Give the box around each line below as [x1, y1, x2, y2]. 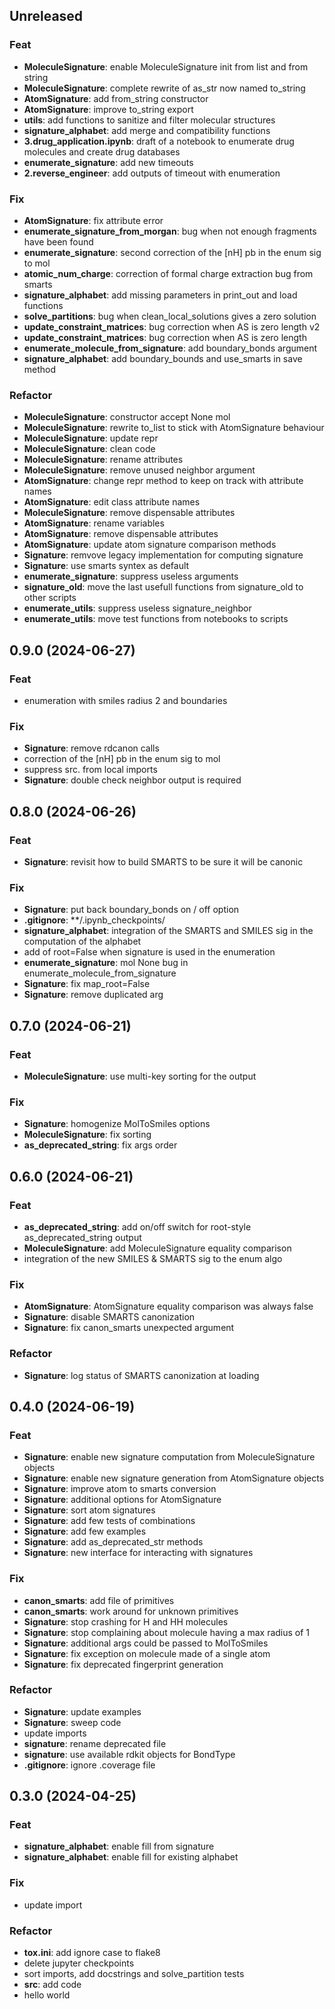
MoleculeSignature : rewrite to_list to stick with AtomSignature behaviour [23, 422, 325, 434]
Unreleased [9, 8, 84, 25]
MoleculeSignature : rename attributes [23, 454, 184, 466]
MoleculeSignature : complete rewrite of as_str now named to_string [23, 82, 306, 94]
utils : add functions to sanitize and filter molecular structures [23, 114, 276, 126]
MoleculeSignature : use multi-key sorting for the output [23, 1070, 257, 1082]
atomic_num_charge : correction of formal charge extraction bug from [23, 267, 314, 279]
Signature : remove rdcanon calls [23, 742, 160, 754]
